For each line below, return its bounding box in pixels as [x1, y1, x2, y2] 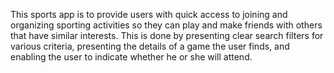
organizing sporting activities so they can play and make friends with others [10, 19, 323, 31]
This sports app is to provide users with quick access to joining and [10, 9, 288, 20]
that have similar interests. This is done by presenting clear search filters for [10, 30, 324, 41]
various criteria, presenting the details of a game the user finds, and [10, 40, 290, 52]
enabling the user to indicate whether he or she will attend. [10, 51, 253, 63]
